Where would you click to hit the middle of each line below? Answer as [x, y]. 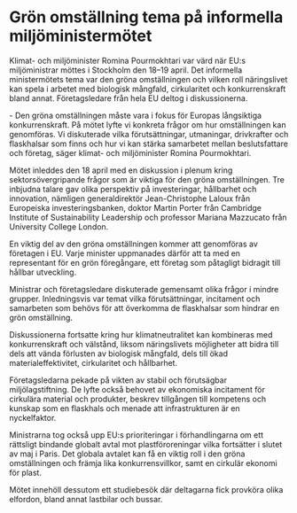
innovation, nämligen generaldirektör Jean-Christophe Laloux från [130, 198]
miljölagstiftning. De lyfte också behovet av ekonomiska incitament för [137, 389]
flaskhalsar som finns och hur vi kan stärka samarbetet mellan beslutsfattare [148, 144]
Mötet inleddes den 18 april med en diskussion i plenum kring [121, 170]
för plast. [26, 472]
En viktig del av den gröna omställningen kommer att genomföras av [134, 244]
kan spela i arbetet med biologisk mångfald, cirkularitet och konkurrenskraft [148, 89]
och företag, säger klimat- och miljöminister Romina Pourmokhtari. [130, 152]
